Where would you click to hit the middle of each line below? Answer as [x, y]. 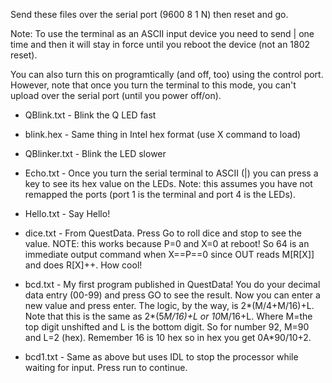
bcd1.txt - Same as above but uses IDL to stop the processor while [161, 357]
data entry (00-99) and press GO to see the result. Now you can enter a [172, 295]
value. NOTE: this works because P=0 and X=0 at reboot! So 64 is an [167, 243]
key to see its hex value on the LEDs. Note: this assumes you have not [168, 183]
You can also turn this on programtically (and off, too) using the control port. [167, 74]
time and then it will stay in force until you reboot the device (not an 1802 [160, 44]
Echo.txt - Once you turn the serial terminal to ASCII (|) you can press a [171, 173]
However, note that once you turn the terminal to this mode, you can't [153, 85]
